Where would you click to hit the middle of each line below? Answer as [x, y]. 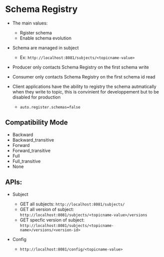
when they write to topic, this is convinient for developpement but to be [86, 91]
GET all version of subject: [47, 209]
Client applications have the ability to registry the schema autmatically [84, 86]
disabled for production [36, 97]
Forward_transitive [31, 150]
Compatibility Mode [37, 123]
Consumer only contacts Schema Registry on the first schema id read [84, 76]
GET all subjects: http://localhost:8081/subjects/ [72, 204]
